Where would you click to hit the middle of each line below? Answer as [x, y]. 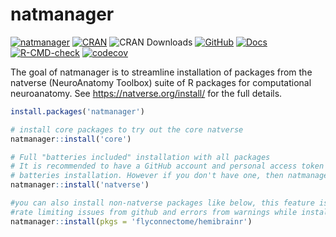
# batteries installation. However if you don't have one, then [147, 176]
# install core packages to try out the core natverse [127, 129]
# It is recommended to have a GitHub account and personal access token [167, 166]
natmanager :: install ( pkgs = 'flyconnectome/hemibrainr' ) [131, 221]
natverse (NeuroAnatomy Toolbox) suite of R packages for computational [161, 82]
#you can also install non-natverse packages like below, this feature [162, 203]
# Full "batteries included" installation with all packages [140, 157]
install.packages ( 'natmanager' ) [77, 111]
